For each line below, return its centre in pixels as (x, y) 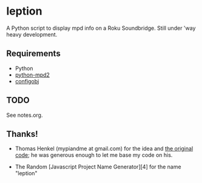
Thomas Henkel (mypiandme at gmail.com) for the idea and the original (104, 149)
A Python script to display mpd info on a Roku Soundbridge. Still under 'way (101, 28)
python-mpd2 (32, 75)
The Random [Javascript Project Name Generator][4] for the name (98, 167)
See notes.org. (25, 115)
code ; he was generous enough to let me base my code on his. (94, 155)
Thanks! (22, 134)
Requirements (33, 54)
